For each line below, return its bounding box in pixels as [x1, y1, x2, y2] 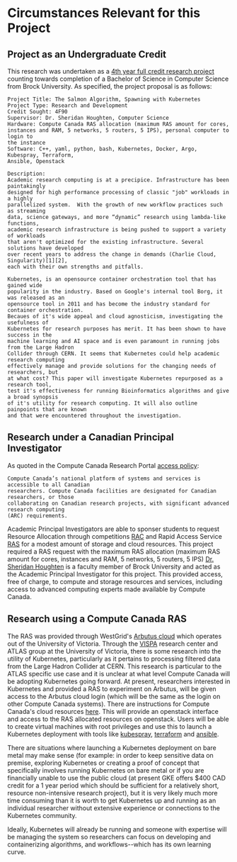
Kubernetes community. [7, 811, 77, 819]
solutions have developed [7, 245, 83, 252]
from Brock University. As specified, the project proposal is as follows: [7, 82, 212, 90]
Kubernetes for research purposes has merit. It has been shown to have [7, 325, 226, 332]
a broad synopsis [7, 393, 59, 401]
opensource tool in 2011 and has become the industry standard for [7, 301, 211, 308]
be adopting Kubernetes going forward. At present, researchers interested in [7, 677, 231, 685]
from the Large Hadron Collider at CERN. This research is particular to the [7, 661, 222, 671]
